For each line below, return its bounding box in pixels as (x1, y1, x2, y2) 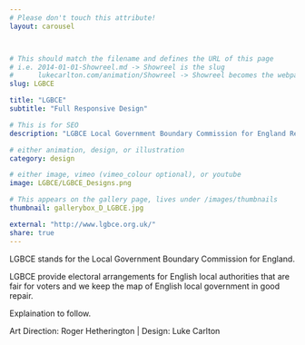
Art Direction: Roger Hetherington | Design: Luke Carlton (9, 325, 221, 336)
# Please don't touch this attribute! (9, 13, 156, 23)
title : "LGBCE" (9, 96, 67, 105)
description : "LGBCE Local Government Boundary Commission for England (9, 129, 286, 138)
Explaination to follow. (9, 308, 92, 319)
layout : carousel (9, 22, 75, 31)
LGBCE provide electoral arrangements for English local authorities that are (9, 271, 290, 281)
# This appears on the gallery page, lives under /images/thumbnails (9, 195, 279, 204)
